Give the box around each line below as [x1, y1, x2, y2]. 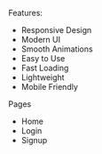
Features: [8, 8, 43, 18]
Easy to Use [20, 53, 66, 63]
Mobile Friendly [20, 82, 79, 92]
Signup [20, 135, 48, 145]
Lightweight [20, 72, 65, 83]
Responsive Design [20, 25, 92, 35]
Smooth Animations [20, 44, 94, 54]
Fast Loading [20, 62, 69, 73]
